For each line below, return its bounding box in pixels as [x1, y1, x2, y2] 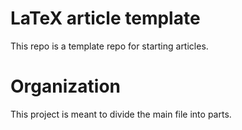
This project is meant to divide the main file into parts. [10, 108, 232, 120]
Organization [10, 75, 121, 98]
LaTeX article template [10, 7, 201, 30]
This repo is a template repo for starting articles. [10, 40, 209, 52]
